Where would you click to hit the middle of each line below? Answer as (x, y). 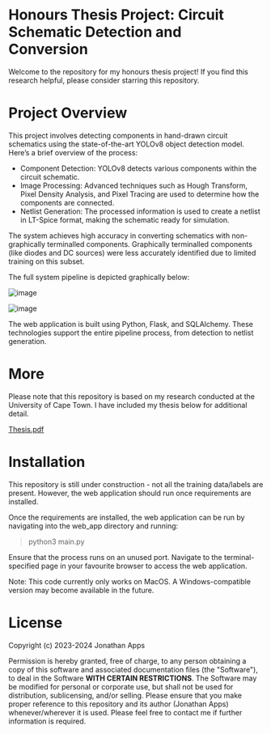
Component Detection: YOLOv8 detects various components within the (138, 168)
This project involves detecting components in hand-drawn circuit (118, 135)
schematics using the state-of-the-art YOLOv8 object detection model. (127, 144)
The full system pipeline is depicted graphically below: (99, 277)
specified (24, 566)
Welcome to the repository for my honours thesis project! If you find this (128, 71)
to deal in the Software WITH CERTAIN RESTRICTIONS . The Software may (133, 678)
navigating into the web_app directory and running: (93, 526)
